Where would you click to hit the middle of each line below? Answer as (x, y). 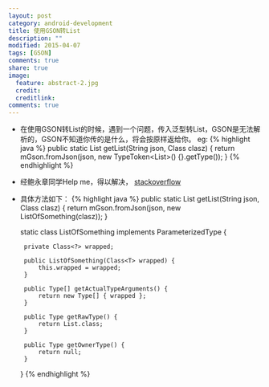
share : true (28, 68)
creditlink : (36, 98)
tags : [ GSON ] (30, 53)
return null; (60, 352)
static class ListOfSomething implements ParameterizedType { (123, 232)
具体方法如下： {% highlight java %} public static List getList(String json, (139, 199)
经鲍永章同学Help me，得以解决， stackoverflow (100, 182)
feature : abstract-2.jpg (57, 83)
